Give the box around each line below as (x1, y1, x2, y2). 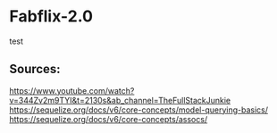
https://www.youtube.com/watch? (9, 85, 135, 96)
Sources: (9, 62, 61, 77)
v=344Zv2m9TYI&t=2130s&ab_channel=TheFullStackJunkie (9, 95, 231, 105)
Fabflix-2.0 (9, 6, 94, 27)
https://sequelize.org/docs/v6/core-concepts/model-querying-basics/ (9, 104, 269, 115)
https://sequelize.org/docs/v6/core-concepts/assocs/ (9, 113, 208, 124)
